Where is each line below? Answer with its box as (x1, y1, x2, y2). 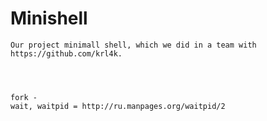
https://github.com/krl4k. (10, 48, 123, 59)
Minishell (10, 7, 88, 30)
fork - (10, 92, 38, 102)
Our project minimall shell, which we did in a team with (10, 40, 257, 50)
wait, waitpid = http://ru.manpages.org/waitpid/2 (10, 101, 226, 111)
